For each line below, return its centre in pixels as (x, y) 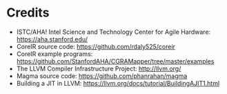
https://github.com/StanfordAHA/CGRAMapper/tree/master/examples (115, 61)
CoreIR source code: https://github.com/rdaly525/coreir (96, 46)
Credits (28, 13)
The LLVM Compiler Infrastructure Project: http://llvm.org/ (99, 68)
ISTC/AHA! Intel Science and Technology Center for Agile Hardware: (113, 32)
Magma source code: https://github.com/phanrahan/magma (102, 76)
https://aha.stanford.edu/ (52, 39)
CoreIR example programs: (55, 54)
